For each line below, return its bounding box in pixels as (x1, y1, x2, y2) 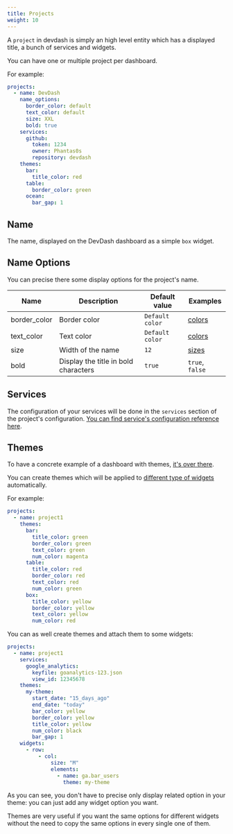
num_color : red (32, 618, 76, 625)
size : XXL (25, 115, 54, 122)
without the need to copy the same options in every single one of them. (7, 819, 211, 828)
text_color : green (32, 546, 85, 553)
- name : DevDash (13, 89, 60, 97)
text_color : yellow (32, 611, 89, 618)
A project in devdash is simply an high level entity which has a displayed (7, 35, 215, 44)
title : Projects (7, 10, 54, 17)
